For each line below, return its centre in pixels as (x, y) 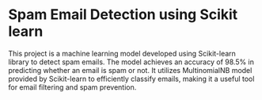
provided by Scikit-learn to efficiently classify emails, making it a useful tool (131, 79)
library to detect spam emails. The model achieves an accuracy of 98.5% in (131, 62)
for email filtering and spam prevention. (72, 87)
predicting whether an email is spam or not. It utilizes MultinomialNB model (130, 70)
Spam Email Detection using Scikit (123, 15)
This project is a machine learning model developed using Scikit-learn (122, 53)
